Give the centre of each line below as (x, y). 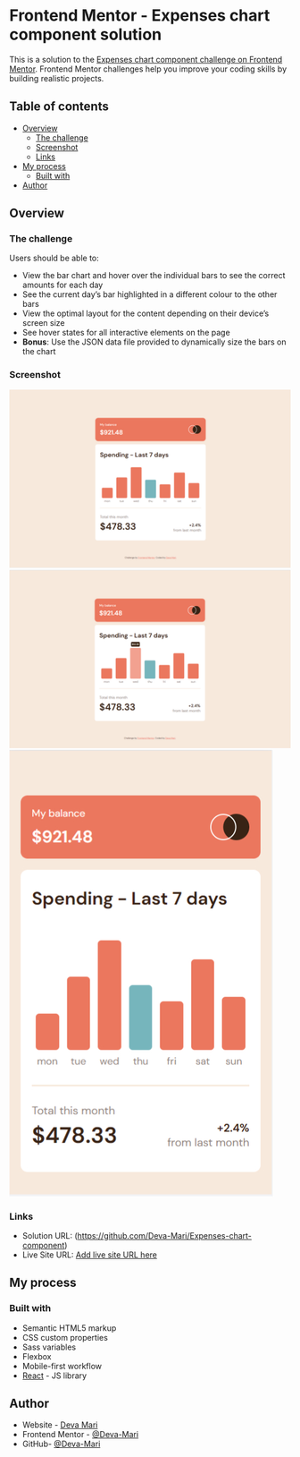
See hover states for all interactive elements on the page (126, 333)
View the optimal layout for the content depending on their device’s (146, 313)
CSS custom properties (65, 1337)
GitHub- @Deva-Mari (61, 1444)
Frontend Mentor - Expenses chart (140, 16)
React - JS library (54, 1376)
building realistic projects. (57, 78)
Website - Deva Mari (60, 1425)
